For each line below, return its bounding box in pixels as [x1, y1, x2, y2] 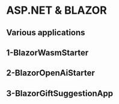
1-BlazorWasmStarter [6, 47, 89, 57]
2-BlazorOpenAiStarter [6, 68, 95, 78]
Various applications [6, 27, 85, 38]
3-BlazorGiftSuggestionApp [6, 88, 113, 99]
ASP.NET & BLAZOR [6, 4, 107, 17]
